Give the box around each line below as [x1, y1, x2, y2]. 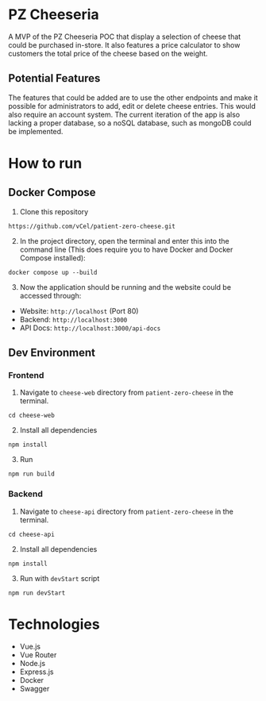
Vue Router [19, 649, 57, 660]
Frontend [8, 370, 44, 381]
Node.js [19, 658, 46, 668]
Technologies [8, 615, 101, 633]
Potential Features [8, 71, 101, 85]
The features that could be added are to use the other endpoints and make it [8, 93, 258, 102]
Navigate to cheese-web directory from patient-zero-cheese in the [19, 387, 234, 398]
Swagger [19, 684, 50, 693]
